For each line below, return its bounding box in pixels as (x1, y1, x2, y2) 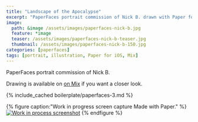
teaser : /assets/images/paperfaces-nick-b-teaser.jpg (11, 36, 146, 42)
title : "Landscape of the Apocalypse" (6, 8, 101, 15)
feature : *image (11, 31, 51, 37)
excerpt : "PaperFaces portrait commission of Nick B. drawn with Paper (6, 14, 186, 20)
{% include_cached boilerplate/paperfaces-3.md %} (6, 91, 134, 98)
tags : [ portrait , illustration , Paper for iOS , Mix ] (6, 52, 138, 58)
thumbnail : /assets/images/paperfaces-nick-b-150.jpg (11, 42, 146, 48)
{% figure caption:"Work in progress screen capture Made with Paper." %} (6, 103, 187, 110)
